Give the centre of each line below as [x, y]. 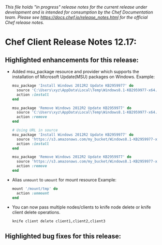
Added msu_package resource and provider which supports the [75, 72]
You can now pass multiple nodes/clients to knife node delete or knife [81, 207]
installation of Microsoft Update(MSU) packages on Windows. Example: [83, 77]
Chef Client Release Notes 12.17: [71, 42]
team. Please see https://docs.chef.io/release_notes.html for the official [76, 17]
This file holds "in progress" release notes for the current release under [76, 7]
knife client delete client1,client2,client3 [59, 221]
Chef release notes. [25, 22]
